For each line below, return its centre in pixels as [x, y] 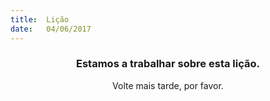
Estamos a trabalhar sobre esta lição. [168, 64]
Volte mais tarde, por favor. [168, 85]
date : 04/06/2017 [51, 29]
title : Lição [40, 19]
